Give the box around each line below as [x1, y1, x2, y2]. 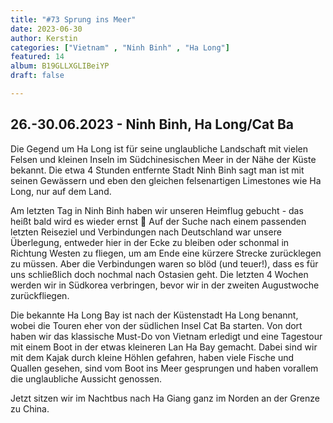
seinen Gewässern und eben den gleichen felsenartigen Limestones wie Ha [10, 174, 322, 186]
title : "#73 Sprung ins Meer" [10, 14, 137, 25]
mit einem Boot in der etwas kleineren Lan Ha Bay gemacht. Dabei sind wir [10, 341, 318, 353]
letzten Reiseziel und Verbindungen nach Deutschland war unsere [10, 226, 282, 238]
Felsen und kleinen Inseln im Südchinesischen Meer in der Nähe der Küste [10, 153, 317, 165]
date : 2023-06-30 [10, 24, 83, 34]
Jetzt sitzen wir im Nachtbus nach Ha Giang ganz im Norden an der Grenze [10, 392, 320, 404]
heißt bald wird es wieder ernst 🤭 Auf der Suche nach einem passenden [10, 215, 307, 227]
